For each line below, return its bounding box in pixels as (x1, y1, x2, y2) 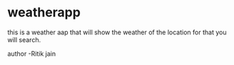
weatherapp (7, 4, 81, 21)
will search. (7, 35, 41, 44)
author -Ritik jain (7, 49, 56, 58)
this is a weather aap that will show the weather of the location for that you (7, 28, 227, 36)
